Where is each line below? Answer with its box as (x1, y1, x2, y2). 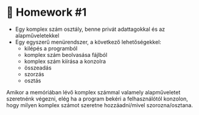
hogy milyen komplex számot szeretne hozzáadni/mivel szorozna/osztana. (6, 101, 194, 108)
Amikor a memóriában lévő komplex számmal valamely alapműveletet (6, 88, 181, 96)
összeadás (24, 64, 52, 71)
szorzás (24, 70, 44, 77)
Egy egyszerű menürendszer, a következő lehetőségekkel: (15, 38, 161, 45)
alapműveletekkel (15, 31, 60, 39)
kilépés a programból (24, 45, 78, 52)
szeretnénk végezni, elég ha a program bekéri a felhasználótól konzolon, (6, 95, 189, 102)
